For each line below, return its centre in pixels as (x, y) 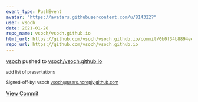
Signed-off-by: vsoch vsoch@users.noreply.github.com (62, 82)
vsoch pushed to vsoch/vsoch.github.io (54, 61)
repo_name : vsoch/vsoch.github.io (49, 34)
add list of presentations (31, 72)
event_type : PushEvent (34, 11)
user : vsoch (21, 22)
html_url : (18, 39)
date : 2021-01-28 (27, 28)
